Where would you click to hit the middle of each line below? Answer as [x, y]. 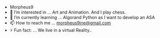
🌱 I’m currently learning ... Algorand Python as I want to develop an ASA [82, 17]
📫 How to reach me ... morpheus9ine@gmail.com [60, 23]
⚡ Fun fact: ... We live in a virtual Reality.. [51, 30]
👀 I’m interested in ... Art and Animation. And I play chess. [68, 12]
